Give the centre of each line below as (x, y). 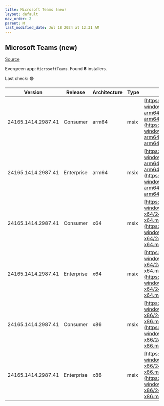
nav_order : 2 (18, 19)
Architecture (108, 92)
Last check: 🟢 (20, 78)
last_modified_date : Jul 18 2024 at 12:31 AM (52, 28)
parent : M (15, 23)
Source (12, 59)
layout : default (21, 14)
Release (76, 92)
